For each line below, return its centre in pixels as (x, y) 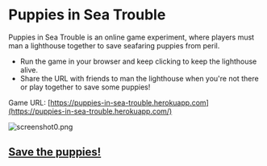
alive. (29, 69)
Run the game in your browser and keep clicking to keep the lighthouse (138, 61)
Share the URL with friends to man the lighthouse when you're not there (140, 78)
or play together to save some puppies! (85, 87)
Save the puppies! (55, 152)
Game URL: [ (29, 102)
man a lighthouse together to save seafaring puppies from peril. (114, 45)
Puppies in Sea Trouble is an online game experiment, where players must (131, 37)
